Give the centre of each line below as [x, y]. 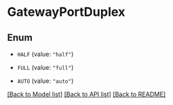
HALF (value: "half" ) [45, 54]
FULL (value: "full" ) [45, 67]
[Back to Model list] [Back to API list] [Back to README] [86, 94]
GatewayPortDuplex [66, 12]
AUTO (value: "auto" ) [45, 81]
